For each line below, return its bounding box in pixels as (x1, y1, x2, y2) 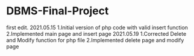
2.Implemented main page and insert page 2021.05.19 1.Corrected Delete (6, 30, 187, 37)
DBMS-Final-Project (6, 4, 109, 18)
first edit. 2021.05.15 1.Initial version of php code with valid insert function (6, 24, 189, 31)
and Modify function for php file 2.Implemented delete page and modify (6, 36, 184, 43)
